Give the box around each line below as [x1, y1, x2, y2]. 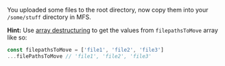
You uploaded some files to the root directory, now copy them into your [7, 6, 209, 14]
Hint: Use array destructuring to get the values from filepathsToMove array [7, 27, 218, 34]
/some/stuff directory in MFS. [7, 13, 91, 21]
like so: [7, 33, 27, 42]
